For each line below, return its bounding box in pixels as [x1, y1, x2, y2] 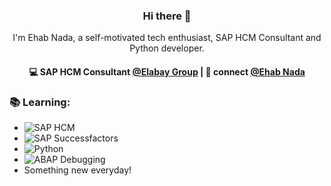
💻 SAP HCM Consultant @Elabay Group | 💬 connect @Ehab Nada [28, 65, 306, 78]
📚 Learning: [9, 95, 71, 109]
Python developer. [129, 42, 205, 54]
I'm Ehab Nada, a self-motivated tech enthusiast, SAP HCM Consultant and [12, 32, 322, 44]
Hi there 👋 [142, 9, 192, 23]
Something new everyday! [23, 164, 132, 176]
